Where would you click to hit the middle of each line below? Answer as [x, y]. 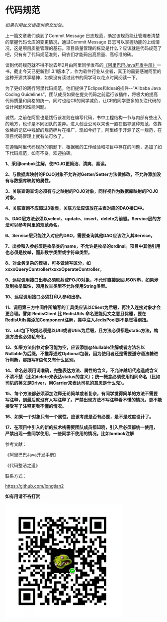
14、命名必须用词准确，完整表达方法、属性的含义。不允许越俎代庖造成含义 [82, 370]
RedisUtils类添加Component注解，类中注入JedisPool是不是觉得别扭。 [78, 320]
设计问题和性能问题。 [27, 107]
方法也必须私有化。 [29, 336]
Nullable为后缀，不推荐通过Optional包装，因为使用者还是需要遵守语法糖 [80, 353]
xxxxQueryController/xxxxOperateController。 [55, 269]
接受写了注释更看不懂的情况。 [36, 406]
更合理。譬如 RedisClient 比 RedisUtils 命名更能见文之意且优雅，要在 [76, 313]
